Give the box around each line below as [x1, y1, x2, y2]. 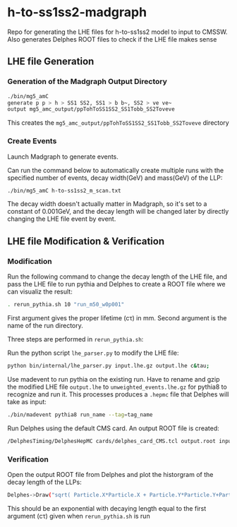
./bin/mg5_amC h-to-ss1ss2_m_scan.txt [7, 187, 121, 194]
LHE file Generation [7, 56, 95, 68]
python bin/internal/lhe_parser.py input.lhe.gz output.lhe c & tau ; [7, 362, 210, 369]
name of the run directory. [7, 321, 83, 329]
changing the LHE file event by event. [7, 214, 116, 223]
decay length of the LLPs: [7, 478, 83, 486]
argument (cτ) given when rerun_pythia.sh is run [7, 511, 150, 520]
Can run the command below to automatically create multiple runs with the [7, 166, 224, 174]
